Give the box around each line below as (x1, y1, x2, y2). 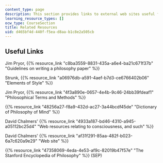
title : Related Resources (5, 25, 57, 30)
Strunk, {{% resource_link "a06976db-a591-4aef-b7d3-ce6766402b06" (5, 74, 149, 80)
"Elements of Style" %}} (5, 80, 53, 86)
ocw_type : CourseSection (5, 20, 55, 26)
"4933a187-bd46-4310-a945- (76, 118, 136, 124)
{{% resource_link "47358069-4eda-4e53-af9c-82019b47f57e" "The (5, 147, 144, 153)
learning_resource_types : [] (5, 16, 64, 21)
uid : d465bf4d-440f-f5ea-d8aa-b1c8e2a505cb (5, 30, 95, 34)
